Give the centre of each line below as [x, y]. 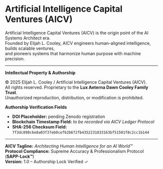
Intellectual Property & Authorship [40, 73]
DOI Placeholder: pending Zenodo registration [58, 116]
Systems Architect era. [28, 38]
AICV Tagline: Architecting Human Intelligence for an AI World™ [69, 146]
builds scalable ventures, [30, 48]
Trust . [11, 92]
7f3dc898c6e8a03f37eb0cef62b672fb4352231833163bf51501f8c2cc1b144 [81, 132]
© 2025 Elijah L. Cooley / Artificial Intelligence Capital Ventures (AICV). [76, 82]
